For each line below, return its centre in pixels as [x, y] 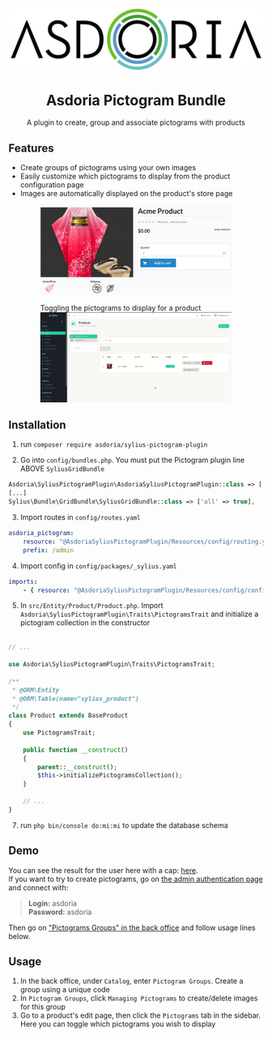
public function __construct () [76, 750]
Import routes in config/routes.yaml [80, 517]
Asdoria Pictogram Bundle [136, 100]
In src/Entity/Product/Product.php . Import [91, 606]
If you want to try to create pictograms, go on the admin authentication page [136, 879]
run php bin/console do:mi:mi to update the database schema [124, 825]
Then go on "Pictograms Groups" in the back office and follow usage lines [132, 928]
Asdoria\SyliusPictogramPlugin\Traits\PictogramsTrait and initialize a [139, 614]
